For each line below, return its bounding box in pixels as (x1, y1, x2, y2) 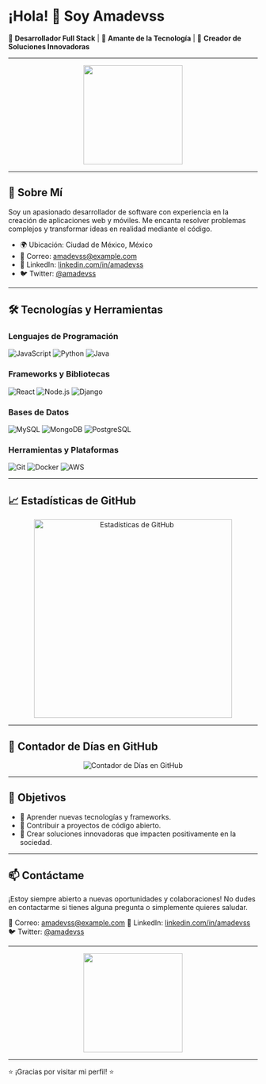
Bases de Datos (8, 407, 70, 418)
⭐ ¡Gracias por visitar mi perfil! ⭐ (8, 1067, 115, 1076)
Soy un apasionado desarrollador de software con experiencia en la (8, 206, 230, 217)
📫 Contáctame (8, 869, 85, 882)
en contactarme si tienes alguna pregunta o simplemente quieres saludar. (8, 902, 248, 912)
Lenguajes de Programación (8, 331, 119, 342)
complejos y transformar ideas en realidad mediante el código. (8, 224, 212, 233)
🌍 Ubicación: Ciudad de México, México (19, 240, 153, 249)
